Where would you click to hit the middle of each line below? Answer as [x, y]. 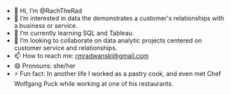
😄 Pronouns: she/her [44, 66]
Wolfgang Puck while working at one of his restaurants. [93, 83]
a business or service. [46, 25]
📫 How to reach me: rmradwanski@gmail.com [81, 56]
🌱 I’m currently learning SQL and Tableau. [74, 33]
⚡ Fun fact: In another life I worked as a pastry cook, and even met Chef [118, 74]
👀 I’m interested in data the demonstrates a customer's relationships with [119, 18]
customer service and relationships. [65, 48]
